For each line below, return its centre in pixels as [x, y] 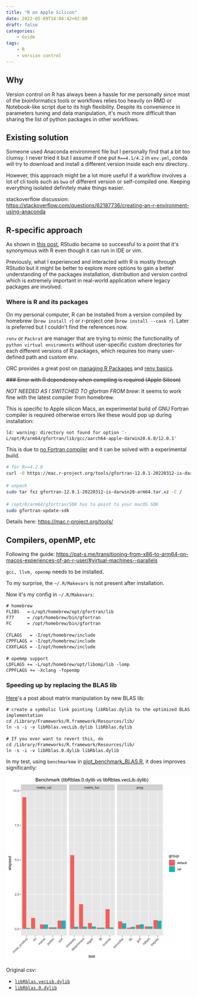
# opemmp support [27, 659]
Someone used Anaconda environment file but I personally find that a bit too [98, 152]
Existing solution [37, 137]
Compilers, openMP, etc [51, 540]
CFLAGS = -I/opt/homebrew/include [51, 635]
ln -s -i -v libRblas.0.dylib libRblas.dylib [62, 750]
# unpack [17, 486]
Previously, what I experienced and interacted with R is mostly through [91, 262]
